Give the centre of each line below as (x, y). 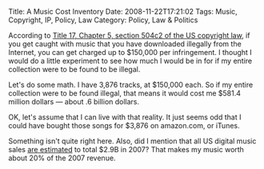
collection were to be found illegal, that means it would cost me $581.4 (125, 93)
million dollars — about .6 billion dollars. (74, 102)
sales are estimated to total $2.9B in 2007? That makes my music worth (126, 149)
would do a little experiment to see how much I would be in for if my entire (130, 61)
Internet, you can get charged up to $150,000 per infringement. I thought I (130, 52)
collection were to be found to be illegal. (74, 69)
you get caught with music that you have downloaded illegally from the (125, 44)
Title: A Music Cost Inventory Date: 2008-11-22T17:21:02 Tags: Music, (123, 12)
